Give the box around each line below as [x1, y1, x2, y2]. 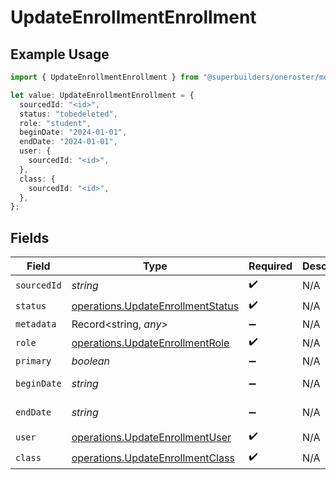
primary [15, 356, 52, 367]
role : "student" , [19, 118, 92, 128]
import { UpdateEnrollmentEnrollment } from [10, 72, 199, 82]
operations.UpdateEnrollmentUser [71, 430, 232, 444]
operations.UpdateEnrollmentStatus [71, 299, 240, 313]
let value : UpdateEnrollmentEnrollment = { [10, 90, 195, 100]
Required [248, 259, 293, 273]
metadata [15, 319, 57, 330]
